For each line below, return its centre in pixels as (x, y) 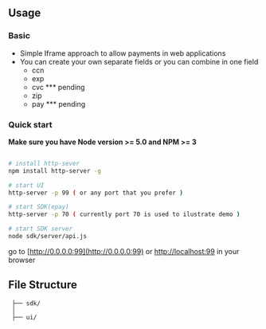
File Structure (43, 285)
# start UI (26, 185)
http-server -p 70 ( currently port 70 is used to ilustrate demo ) (124, 214)
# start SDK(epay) (39, 207)
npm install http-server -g (55, 170)
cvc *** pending (58, 87)
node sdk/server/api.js (48, 237)
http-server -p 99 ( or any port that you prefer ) (96, 193)
